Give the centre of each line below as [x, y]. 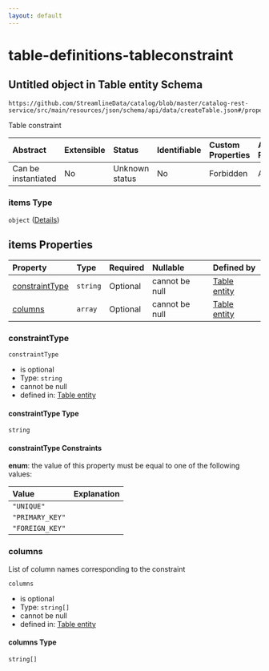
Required [127, 267]
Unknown [131, 168]
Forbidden [229, 173]
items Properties [51, 245]
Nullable [168, 267]
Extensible [84, 150]
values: [20, 474]
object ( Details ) [34, 219]
